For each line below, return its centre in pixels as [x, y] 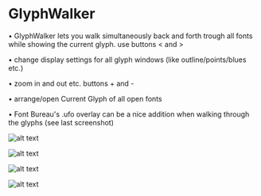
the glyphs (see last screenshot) [61, 122]
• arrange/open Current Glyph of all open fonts [85, 98]
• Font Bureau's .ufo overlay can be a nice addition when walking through [129, 114]
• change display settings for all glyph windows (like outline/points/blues [127, 60]
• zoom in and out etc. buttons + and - [71, 83]
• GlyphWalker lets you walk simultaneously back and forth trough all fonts [130, 36]
